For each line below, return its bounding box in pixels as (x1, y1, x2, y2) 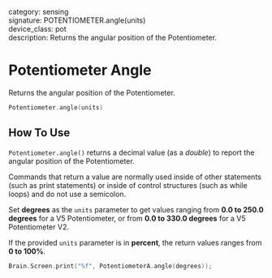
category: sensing (8, 7, 69, 16)
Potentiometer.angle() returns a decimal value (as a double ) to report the (8, 148, 255, 157)
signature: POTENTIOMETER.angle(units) (8, 15, 146, 25)
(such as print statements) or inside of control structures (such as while (8, 180, 248, 190)
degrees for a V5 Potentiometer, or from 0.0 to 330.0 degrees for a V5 (8, 213, 246, 223)
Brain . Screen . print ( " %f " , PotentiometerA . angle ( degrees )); (8, 262, 213, 270)
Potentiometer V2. (8, 222, 69, 232)
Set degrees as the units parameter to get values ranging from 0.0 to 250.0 (8, 204, 264, 214)
